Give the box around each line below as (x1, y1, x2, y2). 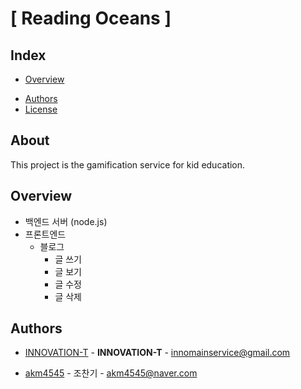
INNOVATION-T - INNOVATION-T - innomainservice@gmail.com (24, 347, 291, 359)
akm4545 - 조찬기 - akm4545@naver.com (24, 367, 198, 379)
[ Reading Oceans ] (10, 7, 172, 30)
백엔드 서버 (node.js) (24, 215, 108, 227)
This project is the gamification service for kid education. (10, 158, 246, 171)
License (24, 103, 58, 115)
